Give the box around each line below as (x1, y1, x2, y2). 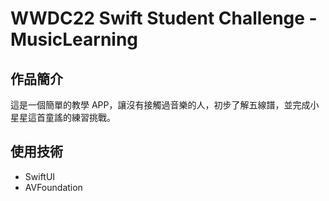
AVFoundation (24, 181, 83, 193)
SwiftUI (24, 170, 56, 182)
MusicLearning (10, 28, 139, 51)
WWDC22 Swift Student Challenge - (10, 7, 318, 30)
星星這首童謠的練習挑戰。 (10, 112, 116, 123)
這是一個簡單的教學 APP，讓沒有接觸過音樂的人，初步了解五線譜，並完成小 (10, 99, 320, 111)
